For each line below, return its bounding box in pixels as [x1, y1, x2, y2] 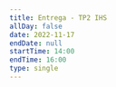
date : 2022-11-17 [9, 30, 75, 39]
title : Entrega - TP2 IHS [9, 13, 107, 23]
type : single [9, 64, 59, 73]
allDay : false [9, 22, 63, 31]
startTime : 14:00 [9, 47, 75, 56]
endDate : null [9, 38, 63, 48]
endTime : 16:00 [9, 55, 67, 64]
